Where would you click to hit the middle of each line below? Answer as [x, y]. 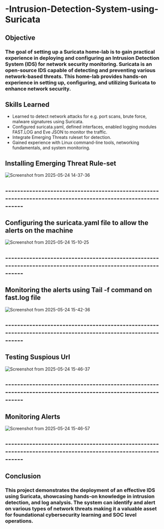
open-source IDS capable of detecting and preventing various [80, 70]
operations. [19, 521]
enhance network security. [38, 89]
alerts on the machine [39, 230]
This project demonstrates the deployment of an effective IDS [80, 490]
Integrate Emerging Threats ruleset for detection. [62, 137]
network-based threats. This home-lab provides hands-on [76, 76]
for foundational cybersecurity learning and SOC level [71, 515]
